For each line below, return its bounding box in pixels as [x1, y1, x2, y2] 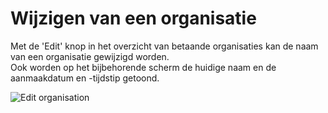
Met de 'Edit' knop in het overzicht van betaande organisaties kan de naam [10, 40, 319, 52]
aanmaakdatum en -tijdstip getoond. [10, 72, 160, 84]
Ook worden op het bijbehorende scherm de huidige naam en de [10, 61, 277, 73]
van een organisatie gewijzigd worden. [10, 50, 170, 62]
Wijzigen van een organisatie [10, 7, 257, 30]
